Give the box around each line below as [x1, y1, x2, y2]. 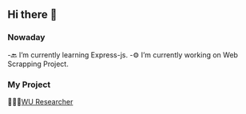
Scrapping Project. [7, 59, 69, 69]
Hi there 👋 [7, 8, 58, 22]
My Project [7, 79, 51, 90]
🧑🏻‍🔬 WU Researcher [7, 96, 73, 106]
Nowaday [7, 32, 46, 43]
